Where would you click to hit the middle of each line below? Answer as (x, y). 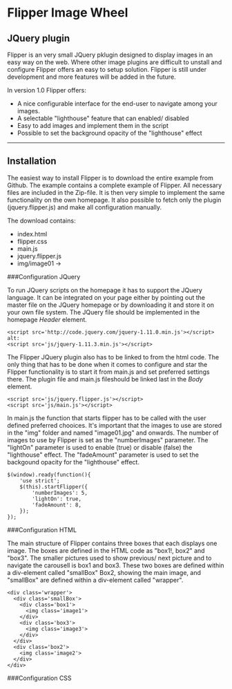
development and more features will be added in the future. (91, 77)
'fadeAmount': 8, (57, 505)
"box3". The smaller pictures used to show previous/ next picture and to (109, 558)
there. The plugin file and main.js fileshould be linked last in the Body (105, 379)
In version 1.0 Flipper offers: (47, 90)
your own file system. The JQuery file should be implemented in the (104, 312)
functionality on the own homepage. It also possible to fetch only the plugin (114, 200)
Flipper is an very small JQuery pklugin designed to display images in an (110, 55)
